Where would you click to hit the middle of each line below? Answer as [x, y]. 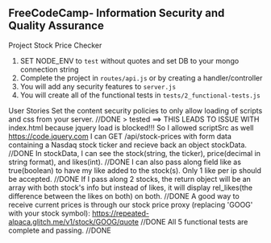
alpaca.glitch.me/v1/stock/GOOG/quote [74, 221]
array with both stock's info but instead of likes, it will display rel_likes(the [130, 187]
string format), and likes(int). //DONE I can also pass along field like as [125, 162]
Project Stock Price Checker [55, 45]
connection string [49, 69]
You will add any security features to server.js [98, 86]
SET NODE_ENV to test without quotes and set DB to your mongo [129, 60]
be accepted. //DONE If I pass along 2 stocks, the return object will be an [130, 179]
